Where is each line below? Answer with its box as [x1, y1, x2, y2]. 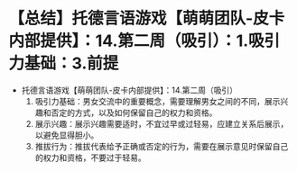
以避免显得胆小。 [34, 130, 99, 140]
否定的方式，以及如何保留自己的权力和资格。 [51, 107, 218, 118]
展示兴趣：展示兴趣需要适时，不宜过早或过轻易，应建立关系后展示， [34, 118, 289, 129]
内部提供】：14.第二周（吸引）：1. [8, 31, 249, 51]
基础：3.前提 [24, 53, 119, 74]
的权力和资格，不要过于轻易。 [34, 152, 146, 163]
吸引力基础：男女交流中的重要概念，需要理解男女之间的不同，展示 [34, 95, 281, 106]
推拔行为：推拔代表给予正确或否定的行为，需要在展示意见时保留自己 [34, 140, 289, 151]
